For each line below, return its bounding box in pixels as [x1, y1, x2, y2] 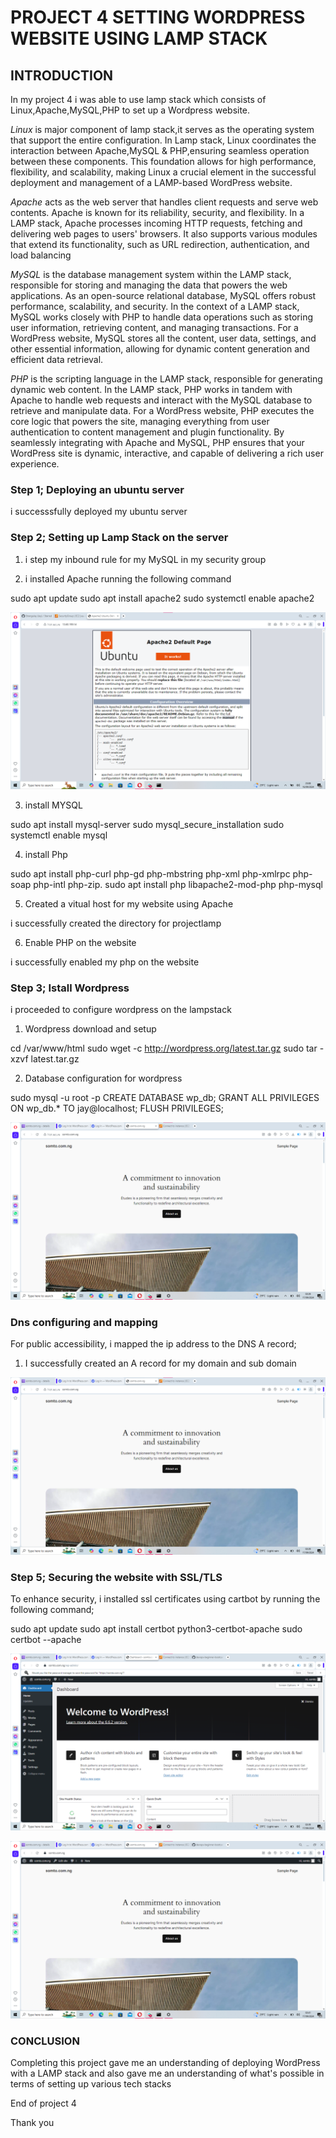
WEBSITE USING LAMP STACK [10, 27, 268, 50]
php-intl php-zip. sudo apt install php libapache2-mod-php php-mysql [33, 879, 323, 891]
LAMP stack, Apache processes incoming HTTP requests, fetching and [10, 217, 303, 229]
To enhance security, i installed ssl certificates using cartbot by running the [10, 1592, 321, 1605]
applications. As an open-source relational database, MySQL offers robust [10, 290, 317, 301]
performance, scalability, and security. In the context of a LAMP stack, [10, 301, 300, 312]
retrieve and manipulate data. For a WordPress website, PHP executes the [10, 405, 315, 416]
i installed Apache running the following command [24, 572, 232, 585]
